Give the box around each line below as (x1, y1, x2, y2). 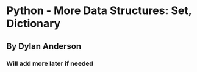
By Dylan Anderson (6, 41, 82, 51)
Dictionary (6, 16, 61, 31)
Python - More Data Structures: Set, (6, 4, 192, 18)
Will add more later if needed (6, 59, 93, 68)
